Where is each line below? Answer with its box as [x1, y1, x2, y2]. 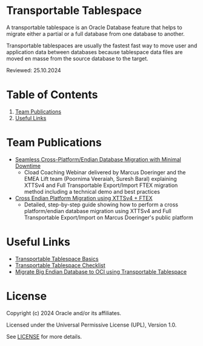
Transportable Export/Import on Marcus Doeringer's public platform [24, 214, 193, 221]
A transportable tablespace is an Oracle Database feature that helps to [6, 24, 183, 31]
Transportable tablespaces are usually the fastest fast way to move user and [6, 42, 198, 49]
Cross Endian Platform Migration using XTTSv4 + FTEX [15, 194, 153, 202]
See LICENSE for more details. [6, 333, 82, 340]
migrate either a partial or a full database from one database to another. [6, 30, 185, 37]
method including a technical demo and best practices [24, 188, 161, 195]
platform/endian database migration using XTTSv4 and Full [24, 207, 171, 214]
